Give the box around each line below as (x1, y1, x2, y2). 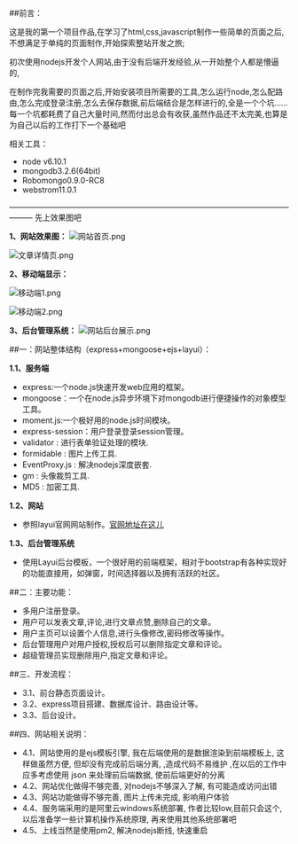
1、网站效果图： (9, 231, 68, 241)
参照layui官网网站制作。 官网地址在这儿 (21, 520, 164, 529)
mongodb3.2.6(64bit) (21, 166, 101, 176)
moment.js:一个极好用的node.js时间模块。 (21, 415, 176, 426)
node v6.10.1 (21, 156, 67, 167)
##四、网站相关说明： (9, 729, 90, 738)
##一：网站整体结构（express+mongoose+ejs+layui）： (9, 344, 211, 355)
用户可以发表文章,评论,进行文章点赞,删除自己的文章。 (21, 617, 216, 627)
